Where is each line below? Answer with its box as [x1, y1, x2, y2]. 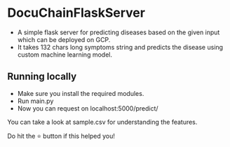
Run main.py [17, 97, 54, 105]
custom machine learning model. [17, 50, 112, 59]
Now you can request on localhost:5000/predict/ [17, 104, 159, 113]
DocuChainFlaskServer [7, 5, 146, 21]
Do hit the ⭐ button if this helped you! [7, 132, 116, 140]
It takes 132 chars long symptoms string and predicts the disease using [17, 43, 223, 51]
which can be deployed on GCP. [17, 35, 111, 43]
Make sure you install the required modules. [17, 89, 144, 97]
